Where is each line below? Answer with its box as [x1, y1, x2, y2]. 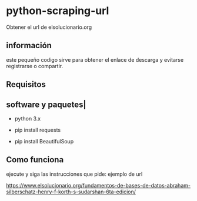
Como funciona [6, 155, 64, 165]
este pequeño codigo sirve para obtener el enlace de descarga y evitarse [6, 56, 184, 63]
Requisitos [6, 79, 46, 89]
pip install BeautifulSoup [14, 138, 74, 145]
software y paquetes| [6, 99, 86, 109]
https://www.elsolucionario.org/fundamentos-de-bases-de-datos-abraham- [6, 182, 191, 189]
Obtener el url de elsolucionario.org [6, 24, 92, 31]
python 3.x [14, 115, 41, 122]
